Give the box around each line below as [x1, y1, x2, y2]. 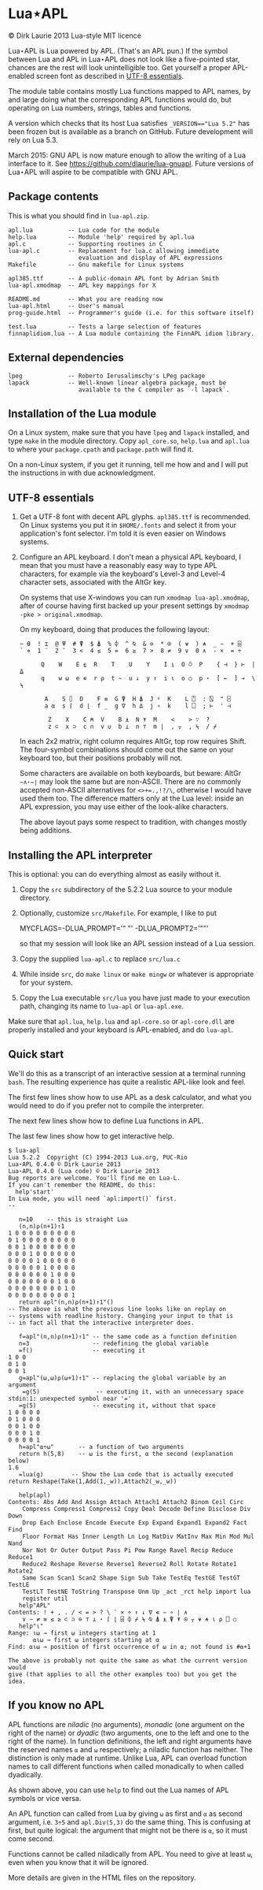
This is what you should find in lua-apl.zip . [8, 210, 150, 221]
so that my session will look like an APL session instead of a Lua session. [19, 939, 256, 948]
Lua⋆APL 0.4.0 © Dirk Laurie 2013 [8, 1160, 122, 1168]
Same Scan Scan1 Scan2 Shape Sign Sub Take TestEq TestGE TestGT [22, 1573, 241, 1582]
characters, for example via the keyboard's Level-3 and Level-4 [19, 569, 226, 579]
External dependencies [8, 351, 124, 365]
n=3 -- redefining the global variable [18, 1339, 210, 1347]
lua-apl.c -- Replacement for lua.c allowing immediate [8, 247, 220, 254]
